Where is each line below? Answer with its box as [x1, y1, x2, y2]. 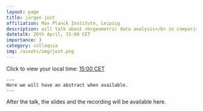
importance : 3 [6, 37, 42, 43]
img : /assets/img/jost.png [6, 49, 74, 55]
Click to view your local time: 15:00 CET [6, 65, 105, 72]
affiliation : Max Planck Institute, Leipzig [6, 20, 120, 26]
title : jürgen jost [6, 15, 56, 21]
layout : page [6, 8, 39, 15]
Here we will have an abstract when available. [6, 82, 129, 88]
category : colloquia [6, 43, 59, 49]
